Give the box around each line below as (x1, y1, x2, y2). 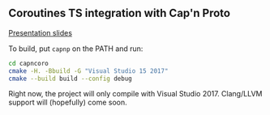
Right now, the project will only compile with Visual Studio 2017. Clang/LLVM (8, 89, 263, 99)
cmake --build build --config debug (8, 75, 132, 83)
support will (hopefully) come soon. (8, 97, 127, 108)
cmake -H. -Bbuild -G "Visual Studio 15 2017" (8, 66, 169, 75)
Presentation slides (8, 28, 73, 37)
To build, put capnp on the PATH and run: (8, 44, 144, 53)
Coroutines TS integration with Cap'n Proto (8, 6, 231, 20)
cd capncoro (8, 59, 49, 67)
